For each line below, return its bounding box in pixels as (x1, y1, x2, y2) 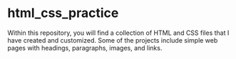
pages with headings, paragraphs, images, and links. (7, 43, 163, 52)
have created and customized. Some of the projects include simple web (7, 36, 218, 44)
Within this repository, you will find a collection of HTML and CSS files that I (7, 28, 230, 37)
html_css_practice (7, 5, 119, 21)
